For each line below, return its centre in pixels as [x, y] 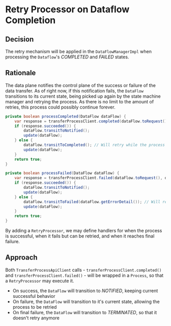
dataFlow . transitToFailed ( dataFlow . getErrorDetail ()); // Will [92, 202]
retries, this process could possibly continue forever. [60, 107]
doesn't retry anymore [36, 318]
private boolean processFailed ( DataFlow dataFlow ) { [62, 173]
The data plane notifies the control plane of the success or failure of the [81, 85]
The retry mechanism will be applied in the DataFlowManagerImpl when [78, 51]
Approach [21, 258]
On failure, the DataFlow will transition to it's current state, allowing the [86, 301]
